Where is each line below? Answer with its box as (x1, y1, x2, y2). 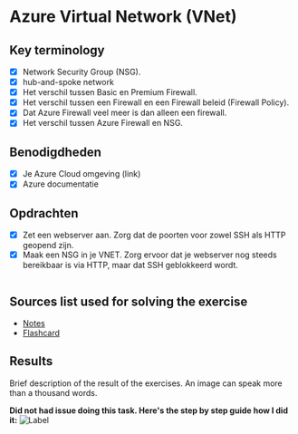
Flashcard (22, 328, 61, 339)
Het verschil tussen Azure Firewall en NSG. (22, 118, 184, 129)
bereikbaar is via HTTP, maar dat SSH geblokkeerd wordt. (22, 260, 238, 271)
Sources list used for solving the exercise (9, 294, 248, 309)
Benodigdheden (9, 144, 102, 159)
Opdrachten (9, 206, 79, 221)
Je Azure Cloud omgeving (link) (22, 169, 141, 179)
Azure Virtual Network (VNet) (9, 6, 237, 27)
